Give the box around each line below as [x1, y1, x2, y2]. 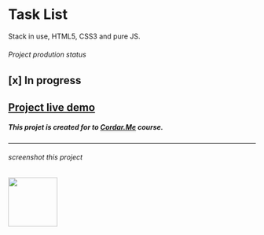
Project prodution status [8, 50, 86, 59]
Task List [8, 6, 68, 24]
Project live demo [8, 101, 96, 114]
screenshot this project [8, 152, 83, 162]
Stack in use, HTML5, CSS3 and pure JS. [8, 31, 141, 41]
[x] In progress [8, 74, 82, 87]
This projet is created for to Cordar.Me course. [8, 123, 163, 132]
